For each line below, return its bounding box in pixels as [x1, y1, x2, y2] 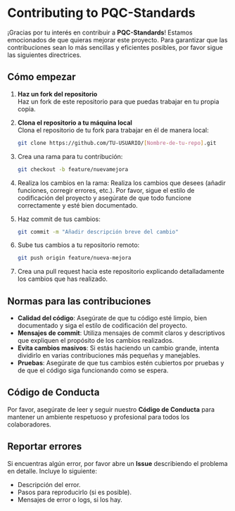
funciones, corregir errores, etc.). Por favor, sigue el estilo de [17, 186, 195, 194]
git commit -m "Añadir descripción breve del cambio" [17, 228, 179, 235]
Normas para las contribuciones [7, 295, 151, 307]
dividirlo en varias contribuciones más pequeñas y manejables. [17, 351, 201, 360]
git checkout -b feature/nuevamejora [17, 165, 129, 173]
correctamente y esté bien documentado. [17, 201, 139, 209]
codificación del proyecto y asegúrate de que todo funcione [17, 194, 192, 202]
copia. [17, 104, 37, 113]
